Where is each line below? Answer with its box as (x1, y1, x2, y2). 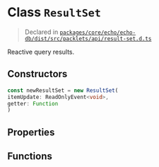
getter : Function (7, 100, 59, 107)
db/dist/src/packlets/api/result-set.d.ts (24, 35, 152, 42)
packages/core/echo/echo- (59, 29, 136, 36)
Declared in (24, 28, 59, 36)
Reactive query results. (7, 47, 75, 56)
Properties (7, 126, 55, 138)
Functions (7, 150, 53, 163)
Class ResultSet (7, 4, 101, 21)
